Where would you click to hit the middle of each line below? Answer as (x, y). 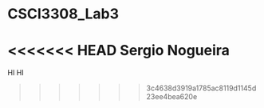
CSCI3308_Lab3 (63, 14)
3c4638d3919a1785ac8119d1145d (201, 88)
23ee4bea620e (172, 97)
